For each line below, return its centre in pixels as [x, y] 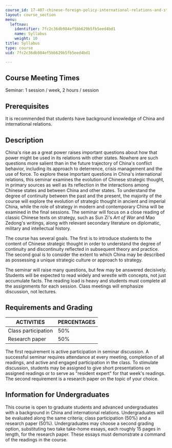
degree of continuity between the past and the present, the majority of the [84, 196]
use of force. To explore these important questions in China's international [84, 174]
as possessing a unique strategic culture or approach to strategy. [74, 260]
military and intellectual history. [38, 228]
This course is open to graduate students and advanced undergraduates [82, 407]
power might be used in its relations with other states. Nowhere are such [82, 158]
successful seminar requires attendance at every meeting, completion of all [85, 357]
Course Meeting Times [42, 78]
